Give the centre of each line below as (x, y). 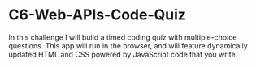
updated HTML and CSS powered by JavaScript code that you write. (123, 54)
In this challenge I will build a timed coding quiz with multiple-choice (123, 37)
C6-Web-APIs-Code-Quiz (98, 15)
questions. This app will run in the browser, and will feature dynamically (128, 45)
